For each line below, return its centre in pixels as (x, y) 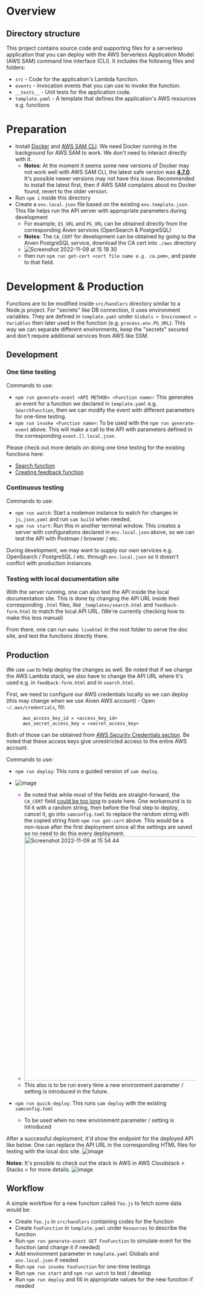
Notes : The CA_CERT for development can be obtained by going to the (110, 236)
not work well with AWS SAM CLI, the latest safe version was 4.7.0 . (108, 172)
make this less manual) (35, 618)
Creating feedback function (49, 472)
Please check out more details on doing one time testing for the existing (96, 448)
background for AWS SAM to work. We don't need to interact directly (101, 152)
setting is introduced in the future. (66, 1091)
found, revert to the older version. (66, 191)
